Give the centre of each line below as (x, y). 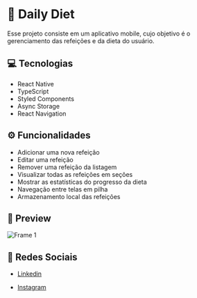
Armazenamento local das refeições (69, 196)
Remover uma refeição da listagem (67, 167)
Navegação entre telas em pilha (62, 189)
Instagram (32, 288)
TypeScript (33, 91)
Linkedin (29, 274)
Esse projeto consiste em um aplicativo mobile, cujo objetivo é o (99, 33)
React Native (35, 84)
